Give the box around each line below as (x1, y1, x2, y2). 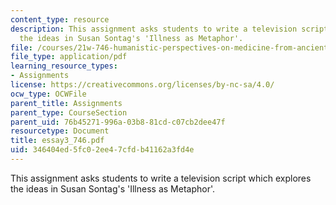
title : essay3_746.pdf (10, 136, 105, 146)
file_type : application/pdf (10, 52, 128, 62)
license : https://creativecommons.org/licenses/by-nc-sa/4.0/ (10, 80, 275, 90)
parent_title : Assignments (10, 98, 123, 108)
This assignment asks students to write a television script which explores (10, 172, 312, 184)
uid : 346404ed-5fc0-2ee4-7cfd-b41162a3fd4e (10, 145, 195, 155)
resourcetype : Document (10, 126, 110, 136)
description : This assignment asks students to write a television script (10, 24, 329, 34)
